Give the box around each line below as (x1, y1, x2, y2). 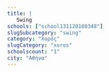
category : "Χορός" (7, 36, 60, 43)
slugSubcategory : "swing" (7, 29, 81, 36)
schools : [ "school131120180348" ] (7, 23, 103, 29)
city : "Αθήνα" (7, 55, 48, 62)
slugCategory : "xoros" (7, 42, 72, 49)
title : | (7, 10, 32, 17)
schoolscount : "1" (7, 49, 60, 56)
